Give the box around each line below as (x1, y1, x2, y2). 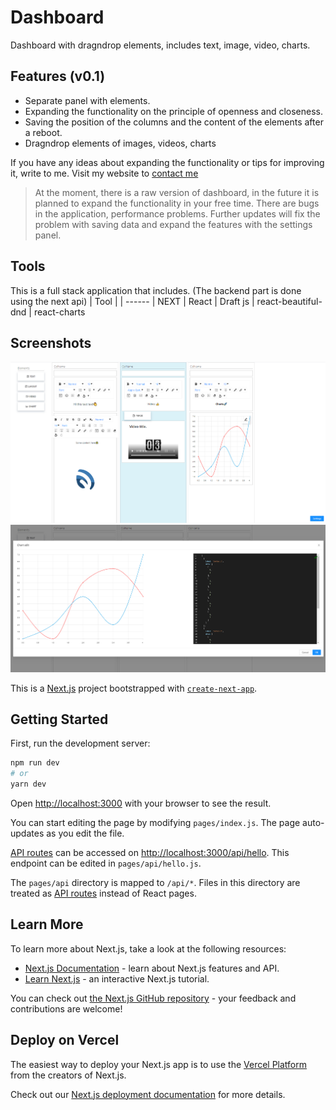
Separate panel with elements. (24, 94, 151, 106)
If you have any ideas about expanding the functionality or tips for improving (10, 156, 325, 168)
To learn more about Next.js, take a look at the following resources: (10, 942, 287, 955)
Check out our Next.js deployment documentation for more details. (10, 1088, 286, 1100)
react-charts (33, 306, 86, 318)
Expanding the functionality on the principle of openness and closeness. (24, 105, 324, 117)
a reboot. (24, 126, 63, 138)
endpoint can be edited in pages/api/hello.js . (10, 857, 202, 869)
